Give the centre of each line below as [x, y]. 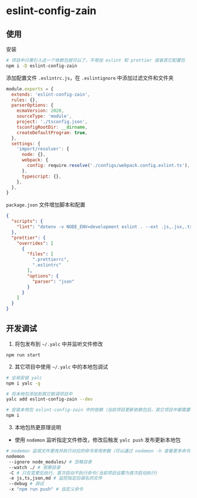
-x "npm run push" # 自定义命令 [46, 489]
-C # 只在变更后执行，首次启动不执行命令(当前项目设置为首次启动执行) [83, 473]
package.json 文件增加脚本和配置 [46, 205]
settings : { [26, 143]
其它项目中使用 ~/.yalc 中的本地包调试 [61, 366]
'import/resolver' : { [43, 149]
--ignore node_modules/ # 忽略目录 [50, 462]
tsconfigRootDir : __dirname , [52, 127]
